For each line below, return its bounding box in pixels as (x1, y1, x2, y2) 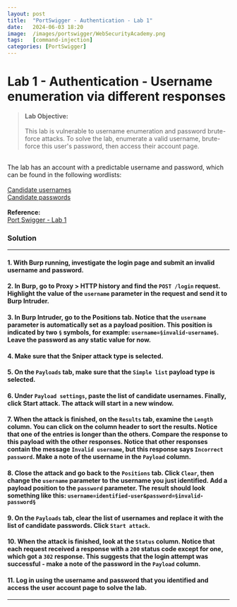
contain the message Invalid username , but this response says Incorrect (7, 445, 224, 454)
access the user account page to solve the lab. (7, 583, 147, 591)
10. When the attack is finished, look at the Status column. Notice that (7, 537, 215, 546)
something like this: (7, 491, 67, 500)
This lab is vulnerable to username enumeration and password (24, 126, 207, 135)
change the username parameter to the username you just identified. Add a (7, 476, 228, 484)
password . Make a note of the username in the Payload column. (7, 452, 192, 461)
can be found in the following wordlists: (7, 170, 122, 179)
